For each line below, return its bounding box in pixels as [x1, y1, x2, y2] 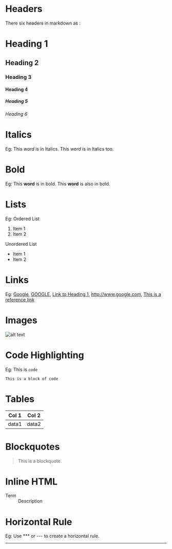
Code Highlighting [5, 349, 84, 361]
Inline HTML [5, 476, 58, 487]
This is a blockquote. [17, 458, 62, 464]
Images [5, 314, 37, 326]
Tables [5, 393, 35, 405]
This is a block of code [5, 376, 58, 382]
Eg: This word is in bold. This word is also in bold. [5, 180, 111, 187]
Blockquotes [5, 441, 60, 452]
